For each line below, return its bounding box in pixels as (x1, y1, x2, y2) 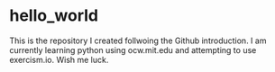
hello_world (9, 5, 99, 26)
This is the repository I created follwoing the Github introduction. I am (9, 35, 267, 46)
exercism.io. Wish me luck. (9, 54, 109, 65)
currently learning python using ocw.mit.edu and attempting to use (9, 44, 257, 55)
